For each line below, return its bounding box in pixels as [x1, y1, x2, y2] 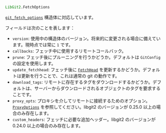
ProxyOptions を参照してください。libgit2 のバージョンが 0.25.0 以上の [12, 104, 157, 110]
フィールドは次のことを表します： [5, 25, 75, 31]
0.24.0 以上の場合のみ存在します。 [12, 123, 83, 129]
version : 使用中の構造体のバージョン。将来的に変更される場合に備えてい [12, 35, 161, 41]
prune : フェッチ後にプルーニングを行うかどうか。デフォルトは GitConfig [12, 54, 161, 60]
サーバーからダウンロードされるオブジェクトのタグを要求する [34, 85, 161, 91]
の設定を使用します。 [12, 60, 56, 66]
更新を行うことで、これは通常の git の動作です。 [21, 73, 120, 79]
